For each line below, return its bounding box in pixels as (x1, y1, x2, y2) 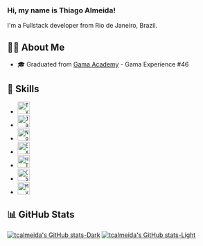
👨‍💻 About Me (7, 41, 65, 53)
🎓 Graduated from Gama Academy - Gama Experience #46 (17, 60, 189, 69)
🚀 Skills (7, 82, 39, 95)
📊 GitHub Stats (7, 209, 75, 220)
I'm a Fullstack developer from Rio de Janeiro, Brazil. (7, 21, 158, 30)
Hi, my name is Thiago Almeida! (7, 6, 116, 15)
